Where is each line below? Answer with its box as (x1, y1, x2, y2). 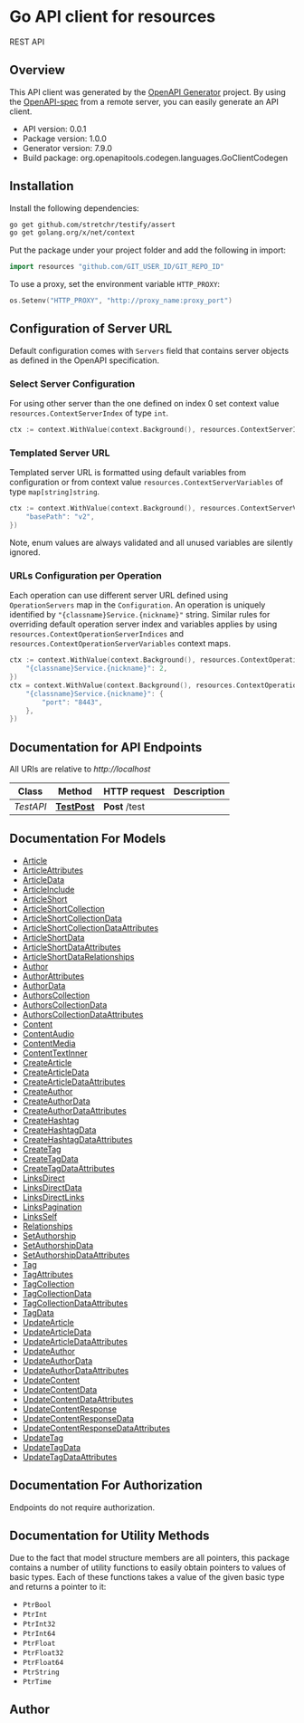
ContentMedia (22, 1038, 76, 1048)
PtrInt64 (22, 1629, 56, 1638)
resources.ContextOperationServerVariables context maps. (9, 638, 231, 649)
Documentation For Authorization (9, 1478, 203, 1493)
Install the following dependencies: (9, 202, 140, 214)
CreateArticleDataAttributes (22, 1076, 126, 1087)
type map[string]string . (9, 486, 100, 497)
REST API (9, 36, 45, 47)
